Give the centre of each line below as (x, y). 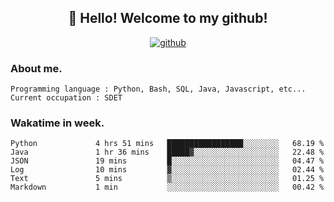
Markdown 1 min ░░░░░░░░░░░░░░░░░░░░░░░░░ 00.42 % (167, 187)
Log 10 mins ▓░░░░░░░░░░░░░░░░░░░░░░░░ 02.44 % (167, 170)
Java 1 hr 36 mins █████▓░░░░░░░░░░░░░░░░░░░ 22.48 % (167, 152)
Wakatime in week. (57, 123)
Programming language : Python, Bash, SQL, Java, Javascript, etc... (158, 89)
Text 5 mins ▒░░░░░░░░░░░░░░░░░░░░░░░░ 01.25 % (167, 179)
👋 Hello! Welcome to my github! (168, 18)
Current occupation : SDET (66, 98)
